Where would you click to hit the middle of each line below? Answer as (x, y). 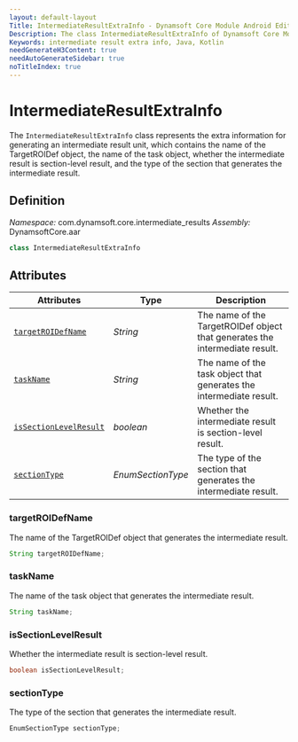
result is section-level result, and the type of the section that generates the (145, 163)
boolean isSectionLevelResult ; (67, 670)
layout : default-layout (53, 17)
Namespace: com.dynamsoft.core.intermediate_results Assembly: (130, 222)
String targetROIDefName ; (57, 554)
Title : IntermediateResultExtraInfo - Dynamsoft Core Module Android (141, 26)
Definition (37, 201)
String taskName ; (41, 612)
